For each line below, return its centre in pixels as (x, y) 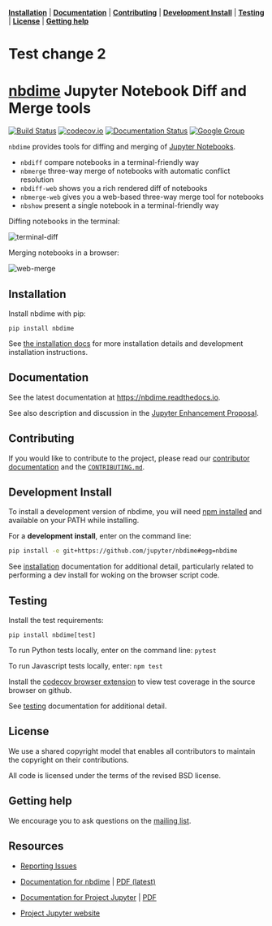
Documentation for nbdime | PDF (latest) (88, 881)
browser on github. (40, 690)
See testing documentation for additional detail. (88, 706)
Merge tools (50, 108)
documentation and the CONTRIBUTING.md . (77, 466)
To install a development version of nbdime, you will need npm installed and (135, 512)
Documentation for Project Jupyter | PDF (88, 897)
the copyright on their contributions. (69, 759)
